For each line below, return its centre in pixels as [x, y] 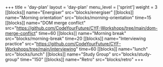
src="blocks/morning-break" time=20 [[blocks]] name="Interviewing [76, 38]
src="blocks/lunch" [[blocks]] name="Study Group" [58, 54]
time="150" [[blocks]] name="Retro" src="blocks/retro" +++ [82, 59]
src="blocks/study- [132, 54]
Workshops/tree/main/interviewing [41, 49]
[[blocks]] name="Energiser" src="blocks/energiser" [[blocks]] [69, 12]
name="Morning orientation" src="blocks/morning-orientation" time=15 [78, 17]
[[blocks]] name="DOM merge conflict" [45, 23]
